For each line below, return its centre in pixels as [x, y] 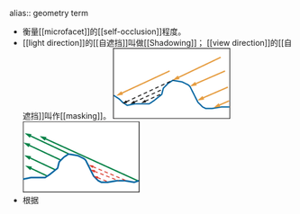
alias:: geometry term [49, 13]
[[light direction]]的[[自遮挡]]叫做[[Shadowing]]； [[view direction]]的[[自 [157, 43]
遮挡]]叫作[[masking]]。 [66, 116]
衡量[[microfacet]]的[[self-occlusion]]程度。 [104, 31]
